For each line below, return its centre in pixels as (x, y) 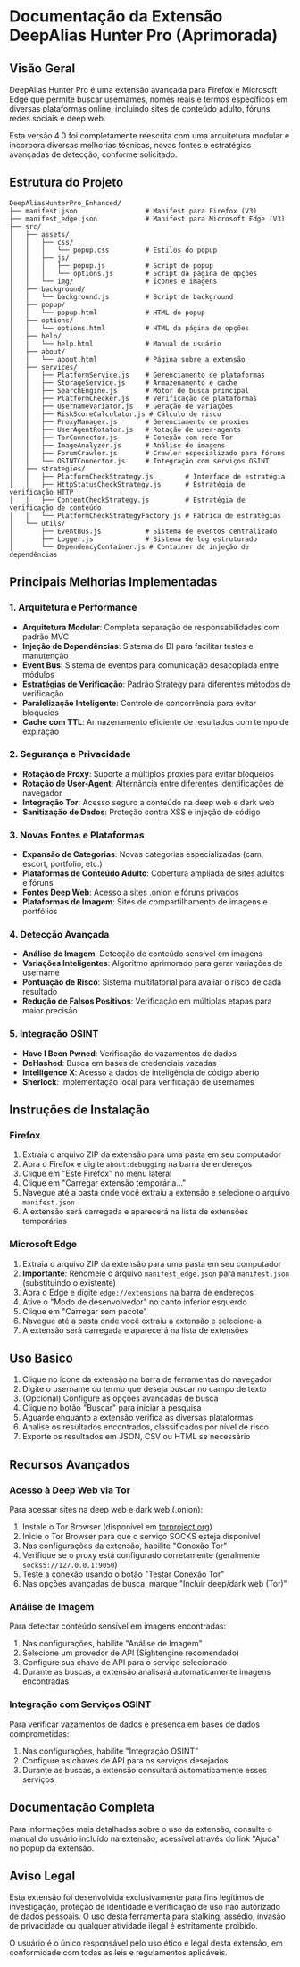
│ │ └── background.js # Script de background (121, 296)
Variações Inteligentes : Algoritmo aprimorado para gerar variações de (152, 963)
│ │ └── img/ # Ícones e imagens (113, 281)
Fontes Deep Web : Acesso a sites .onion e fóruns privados (130, 892)
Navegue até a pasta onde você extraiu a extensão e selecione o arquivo (156, 1193)
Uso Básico (41, 1359)
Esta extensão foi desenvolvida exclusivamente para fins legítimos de (137, 1897)
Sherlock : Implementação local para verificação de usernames (138, 1081)
